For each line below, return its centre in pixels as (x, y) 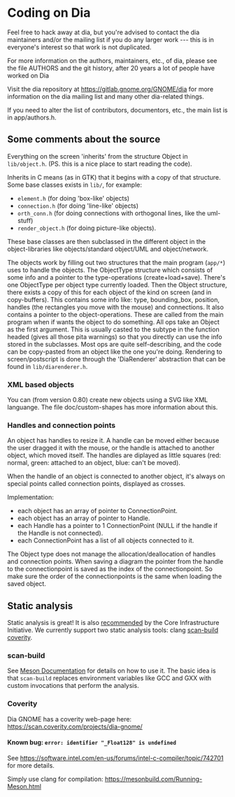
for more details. (31, 765)
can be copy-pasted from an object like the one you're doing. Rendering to (115, 352)
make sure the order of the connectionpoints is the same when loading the (115, 576)
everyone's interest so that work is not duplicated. (79, 47)
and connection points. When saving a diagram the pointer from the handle (115, 561)
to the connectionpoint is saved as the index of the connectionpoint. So (110, 569)
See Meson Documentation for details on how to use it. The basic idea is (112, 671)
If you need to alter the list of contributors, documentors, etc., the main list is (117, 110)
